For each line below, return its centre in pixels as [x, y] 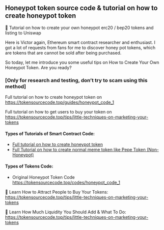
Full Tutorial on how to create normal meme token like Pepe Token [79, 150]
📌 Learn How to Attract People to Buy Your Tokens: [57, 192]
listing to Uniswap [23, 33]
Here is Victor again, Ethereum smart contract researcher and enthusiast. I [80, 42]
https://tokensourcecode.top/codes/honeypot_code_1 [66, 182]
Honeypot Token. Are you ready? [39, 67]
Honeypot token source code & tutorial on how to [82, 8]
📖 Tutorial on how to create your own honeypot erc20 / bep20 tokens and [79, 28]
